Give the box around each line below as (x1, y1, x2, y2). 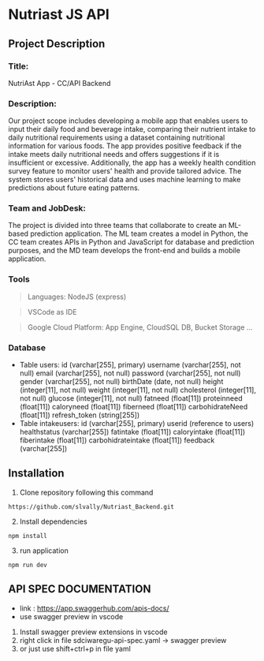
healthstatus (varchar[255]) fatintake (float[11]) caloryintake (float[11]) (19, 428, 246, 437)
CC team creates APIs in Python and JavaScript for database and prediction (8, 237, 255, 247)
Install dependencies (19, 517, 88, 526)
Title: (8, 61, 29, 72)
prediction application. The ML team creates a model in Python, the (30, 229, 248, 238)
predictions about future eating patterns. (8, 183, 140, 192)
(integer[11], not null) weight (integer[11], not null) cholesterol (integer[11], (19, 385, 256, 395)
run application (19, 546, 69, 555)
